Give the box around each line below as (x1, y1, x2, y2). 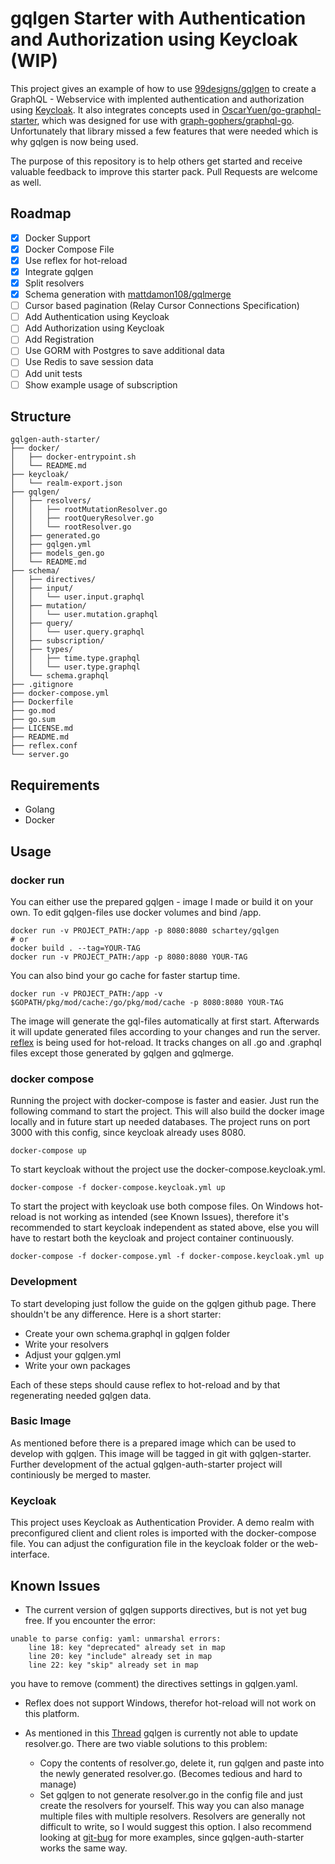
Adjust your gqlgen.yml (24, 1348, 122, 1361)
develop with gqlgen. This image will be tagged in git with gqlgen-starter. (10, 1447, 312, 1459)
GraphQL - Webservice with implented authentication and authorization (10, 93, 305, 105)
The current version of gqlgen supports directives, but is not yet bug (24, 1603, 308, 1616)
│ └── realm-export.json (10, 478, 123, 489)
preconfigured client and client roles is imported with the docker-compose (10, 1527, 317, 1539)
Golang (24, 803, 55, 816)
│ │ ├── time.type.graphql (10, 653, 141, 664)
